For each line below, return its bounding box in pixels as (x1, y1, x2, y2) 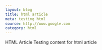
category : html (5, 26, 37, 31)
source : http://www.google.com (5, 21, 70, 26)
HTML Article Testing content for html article (5, 39, 97, 45)
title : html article (5, 12, 48, 17)
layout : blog (5, 7, 32, 12)
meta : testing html (5, 16, 46, 21)
